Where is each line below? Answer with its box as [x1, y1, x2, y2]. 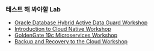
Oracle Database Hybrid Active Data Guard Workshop [14, 19, 148, 26]
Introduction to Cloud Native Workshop [14, 26, 112, 33]
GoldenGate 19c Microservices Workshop [14, 31, 118, 39]
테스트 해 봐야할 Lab [5, 5, 61, 13]
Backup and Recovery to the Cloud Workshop [14, 38, 128, 45]
